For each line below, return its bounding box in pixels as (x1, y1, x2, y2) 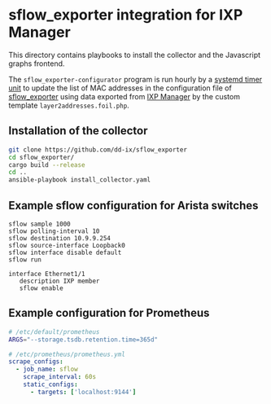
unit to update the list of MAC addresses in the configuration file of (8, 83, 232, 93)
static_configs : (23, 380, 79, 389)
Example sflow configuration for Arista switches (8, 198, 259, 213)
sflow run (8, 255, 42, 264)
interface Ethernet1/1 (8, 270, 85, 278)
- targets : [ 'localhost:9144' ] (29, 388, 137, 396)
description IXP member (19, 277, 100, 285)
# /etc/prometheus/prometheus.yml (8, 350, 126, 358)
